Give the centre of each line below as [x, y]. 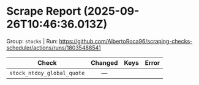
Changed [104, 62]
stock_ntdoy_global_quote [47, 73]
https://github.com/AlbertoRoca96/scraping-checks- [126, 41]
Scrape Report [44, 11]
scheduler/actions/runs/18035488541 [54, 48]
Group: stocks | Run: [32, 41]
